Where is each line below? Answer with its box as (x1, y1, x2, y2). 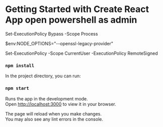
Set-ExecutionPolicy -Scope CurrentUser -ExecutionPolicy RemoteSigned (5, 50, 158, 56)
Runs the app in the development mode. (5, 95, 88, 101)
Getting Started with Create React (5, 4, 149, 15)
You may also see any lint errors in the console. (5, 116, 103, 122)
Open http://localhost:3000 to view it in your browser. (5, 101, 117, 107)
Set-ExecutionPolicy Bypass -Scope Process (5, 31, 98, 37)
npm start (5, 85, 29, 91)
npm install (5, 63, 35, 68)
